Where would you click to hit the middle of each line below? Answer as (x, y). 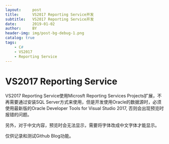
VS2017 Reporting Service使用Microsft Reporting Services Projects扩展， (81, 96)
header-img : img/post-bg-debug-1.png (45, 33)
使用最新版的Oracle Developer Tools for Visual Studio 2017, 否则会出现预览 (82, 108)
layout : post (23, 10)
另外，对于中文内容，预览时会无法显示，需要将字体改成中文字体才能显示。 (82, 125)
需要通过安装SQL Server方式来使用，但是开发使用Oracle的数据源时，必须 (86, 102)
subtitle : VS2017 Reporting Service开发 (50, 19)
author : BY (21, 29)
